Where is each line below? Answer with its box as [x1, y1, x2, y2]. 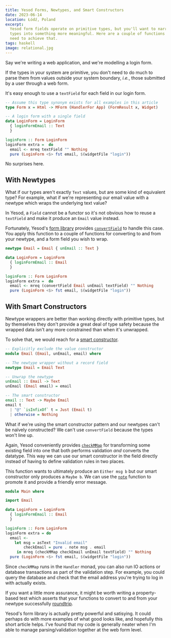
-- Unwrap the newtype [5, 374, 53, 379]
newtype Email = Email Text [5, 365, 65, 370]
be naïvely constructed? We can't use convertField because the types [5, 427, 153, 433]
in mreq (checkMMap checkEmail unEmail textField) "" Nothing [16, 550, 152, 555]
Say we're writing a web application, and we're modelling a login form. [5, 59, 153, 65]
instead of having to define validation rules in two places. [5, 458, 125, 464]
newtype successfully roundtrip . [5, 601, 73, 606]
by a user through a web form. [5, 80, 69, 86]
